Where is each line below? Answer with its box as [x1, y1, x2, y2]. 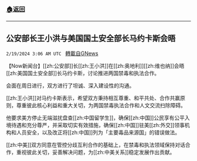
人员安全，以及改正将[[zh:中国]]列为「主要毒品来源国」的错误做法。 [16, 129, 181, 136]
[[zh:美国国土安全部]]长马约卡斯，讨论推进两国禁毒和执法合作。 [6, 70, 160, 77]
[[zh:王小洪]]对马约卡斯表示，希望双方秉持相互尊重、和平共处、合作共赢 [6, 95, 181, 102]
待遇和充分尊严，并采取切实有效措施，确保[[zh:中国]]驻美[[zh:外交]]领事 [11, 122, 185, 129]
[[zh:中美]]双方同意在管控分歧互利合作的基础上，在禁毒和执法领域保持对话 [6, 142, 186, 149]
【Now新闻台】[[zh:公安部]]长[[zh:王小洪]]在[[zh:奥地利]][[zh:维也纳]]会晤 [6, 63, 185, 70]
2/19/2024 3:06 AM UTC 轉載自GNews [6, 50, 98, 57]
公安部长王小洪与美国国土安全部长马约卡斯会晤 [6, 33, 176, 43]
